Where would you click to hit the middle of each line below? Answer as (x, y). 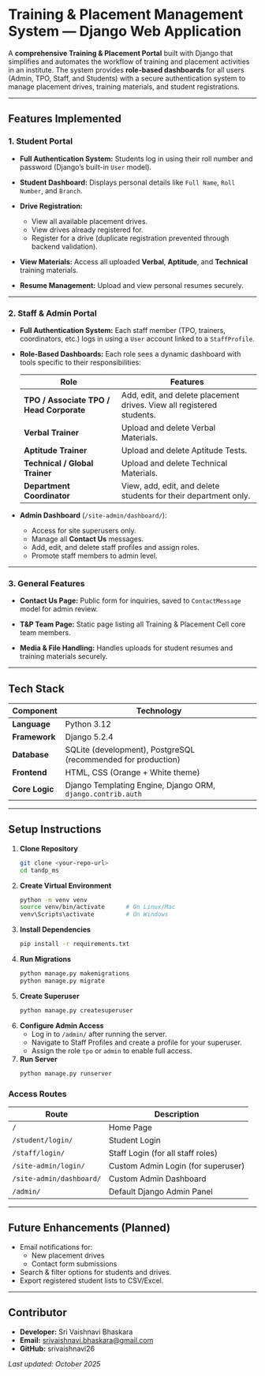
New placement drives (68, 1255)
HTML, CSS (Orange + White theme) (132, 772)
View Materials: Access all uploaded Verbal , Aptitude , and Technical (134, 261)
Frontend (30, 772)
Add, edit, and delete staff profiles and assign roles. (115, 547)
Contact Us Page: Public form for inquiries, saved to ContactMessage (130, 600)
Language (32, 724)
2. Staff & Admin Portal (52, 313)
